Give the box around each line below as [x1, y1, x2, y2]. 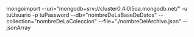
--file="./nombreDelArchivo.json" [98, 18, 182, 24]
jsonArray [6, 24, 31, 31]
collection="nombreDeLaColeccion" [6, 18, 98, 24]
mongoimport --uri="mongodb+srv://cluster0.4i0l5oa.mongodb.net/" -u [6, 5, 188, 12]
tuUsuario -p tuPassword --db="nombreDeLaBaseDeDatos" [6, 11, 157, 18]
